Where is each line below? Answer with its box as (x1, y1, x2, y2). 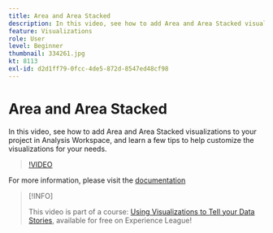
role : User (8, 34, 45, 43)
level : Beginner (8, 42, 63, 50)
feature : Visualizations (8, 27, 93, 35)
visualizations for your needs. (8, 144, 107, 153)
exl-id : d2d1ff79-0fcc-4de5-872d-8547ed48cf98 (8, 65, 169, 73)
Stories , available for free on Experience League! (28, 215, 193, 225)
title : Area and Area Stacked (8, 11, 111, 20)
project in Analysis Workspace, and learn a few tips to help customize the (8, 135, 254, 145)
